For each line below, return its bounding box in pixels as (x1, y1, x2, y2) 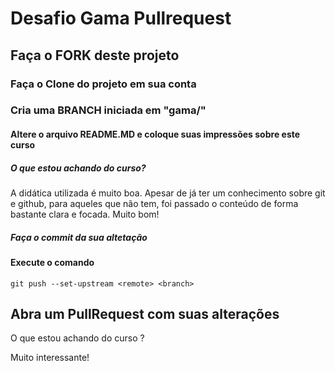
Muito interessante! (10, 352, 90, 364)
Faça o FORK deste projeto (10, 47, 180, 64)
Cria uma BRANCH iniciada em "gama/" (10, 103, 207, 117)
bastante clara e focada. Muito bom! (10, 208, 160, 220)
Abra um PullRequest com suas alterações (10, 305, 280, 322)
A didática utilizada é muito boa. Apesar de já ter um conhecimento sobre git (10, 187, 326, 199)
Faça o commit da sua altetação (10, 231, 148, 243)
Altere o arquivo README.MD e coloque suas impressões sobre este (10, 128, 301, 141)
